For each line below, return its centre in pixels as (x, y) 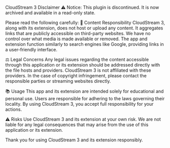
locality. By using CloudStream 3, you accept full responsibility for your (79, 104)
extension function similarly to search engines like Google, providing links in (84, 44)
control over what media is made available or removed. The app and (76, 39)
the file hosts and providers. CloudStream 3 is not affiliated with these (78, 70)
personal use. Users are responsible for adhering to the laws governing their (85, 98)
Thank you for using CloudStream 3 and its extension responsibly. (74, 140)
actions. (13, 109)
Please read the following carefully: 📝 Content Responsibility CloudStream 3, (85, 23)
